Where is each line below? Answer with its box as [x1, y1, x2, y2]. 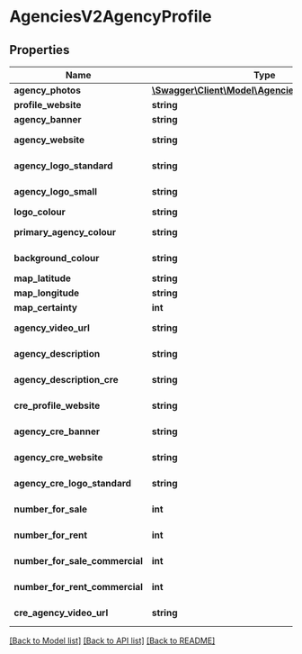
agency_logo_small [13, 186, 97, 197]
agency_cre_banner [13, 425, 101, 438]
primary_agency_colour [13, 226, 117, 238]
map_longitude [13, 286, 80, 299]
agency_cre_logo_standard [13, 477, 132, 489]
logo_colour [13, 205, 66, 218]
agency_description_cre [13, 374, 119, 386]
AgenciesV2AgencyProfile [9, 6, 212, 27]
